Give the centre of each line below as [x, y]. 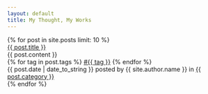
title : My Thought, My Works [49, 20]
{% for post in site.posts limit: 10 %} [58, 39]
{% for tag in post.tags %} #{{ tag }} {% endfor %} [80, 62]
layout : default [31, 13]
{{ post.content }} [32, 54]
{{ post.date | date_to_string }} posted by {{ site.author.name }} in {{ [104, 69]
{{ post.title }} [27, 47]
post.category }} [31, 76]
